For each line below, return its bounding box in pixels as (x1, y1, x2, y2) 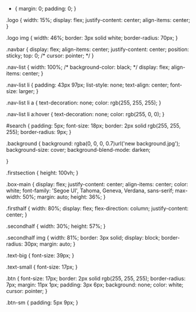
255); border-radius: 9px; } (6, 129, 72, 135)
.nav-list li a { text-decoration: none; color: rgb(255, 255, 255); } (6, 99, 162, 106)
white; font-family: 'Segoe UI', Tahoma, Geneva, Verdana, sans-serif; (6, 187, 174, 194)
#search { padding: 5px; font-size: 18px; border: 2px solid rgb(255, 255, (6, 122, 181, 129)
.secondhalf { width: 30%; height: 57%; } (6, 222, 106, 230)
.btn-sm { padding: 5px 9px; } (6, 299, 79, 306)
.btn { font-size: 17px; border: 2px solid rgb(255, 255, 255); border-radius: (6, 275, 186, 282)
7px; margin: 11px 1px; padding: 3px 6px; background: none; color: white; (6, 281, 184, 288)
